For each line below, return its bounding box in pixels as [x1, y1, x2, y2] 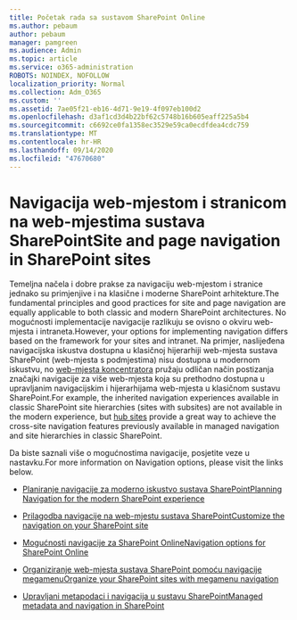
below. [9, 467, 34, 477]
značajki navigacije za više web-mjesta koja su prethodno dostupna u [9, 374, 265, 384]
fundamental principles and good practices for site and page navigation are [9, 298, 286, 309]
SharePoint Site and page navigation [9, 230, 281, 251]
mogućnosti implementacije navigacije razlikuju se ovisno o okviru [9, 317, 252, 327]
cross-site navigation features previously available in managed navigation [9, 421, 279, 432]
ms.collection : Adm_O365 [9, 87, 102, 96]
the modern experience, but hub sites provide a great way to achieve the [9, 411, 276, 422]
